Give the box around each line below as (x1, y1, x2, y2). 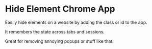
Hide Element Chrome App (5, 3, 115, 15)
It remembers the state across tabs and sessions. (5, 29, 104, 34)
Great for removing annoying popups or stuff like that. (5, 38, 114, 44)
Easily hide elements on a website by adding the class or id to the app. (5, 19, 148, 25)
